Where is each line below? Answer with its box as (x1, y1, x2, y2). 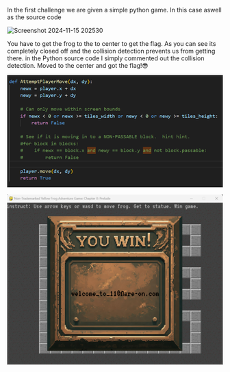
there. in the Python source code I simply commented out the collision (7, 54, 205, 62)
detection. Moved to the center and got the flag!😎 (7, 62, 149, 69)
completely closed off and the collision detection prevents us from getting (7, 47, 216, 55)
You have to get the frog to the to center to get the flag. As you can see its (7, 40, 216, 47)
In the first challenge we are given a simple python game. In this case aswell (7, 6, 222, 14)
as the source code (7, 13, 62, 21)
